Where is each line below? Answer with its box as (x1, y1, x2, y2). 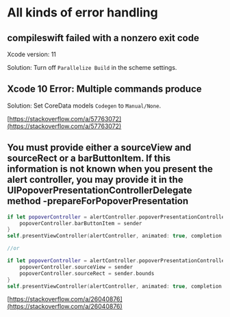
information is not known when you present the (7, 163, 214, 175)
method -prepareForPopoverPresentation (7, 195, 189, 207)
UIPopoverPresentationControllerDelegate (7, 185, 192, 196)
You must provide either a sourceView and (7, 142, 192, 153)
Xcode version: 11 (7, 50, 57, 58)
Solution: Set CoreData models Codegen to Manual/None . (7, 101, 162, 110)
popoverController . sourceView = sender (19, 264, 133, 270)
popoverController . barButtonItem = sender (19, 220, 142, 227)
